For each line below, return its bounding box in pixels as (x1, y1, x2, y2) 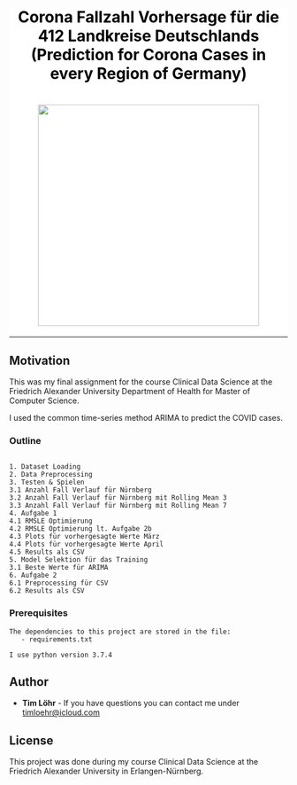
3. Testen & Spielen (9, 478, 86, 487)
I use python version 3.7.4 (9, 650, 113, 659)
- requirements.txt (20, 634, 93, 644)
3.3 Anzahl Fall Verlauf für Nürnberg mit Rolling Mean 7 (9, 501, 227, 510)
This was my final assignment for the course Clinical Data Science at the (9, 376, 273, 387)
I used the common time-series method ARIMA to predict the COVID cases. (9, 412, 283, 423)
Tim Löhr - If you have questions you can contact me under (21, 698, 240, 709)
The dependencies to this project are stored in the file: (9, 627, 232, 636)
